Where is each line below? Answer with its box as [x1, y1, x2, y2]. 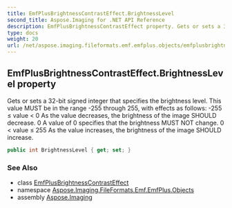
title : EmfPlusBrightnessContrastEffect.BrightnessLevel [7, 10, 175, 17]
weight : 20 [7, 36, 39, 43]
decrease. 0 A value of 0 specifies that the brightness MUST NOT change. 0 [7, 118, 224, 127]
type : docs [7, 29, 39, 37]
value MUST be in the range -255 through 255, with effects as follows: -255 [7, 104, 222, 112]
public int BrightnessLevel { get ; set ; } [7, 146, 131, 154]
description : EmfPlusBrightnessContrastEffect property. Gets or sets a [7, 23, 221, 30]
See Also [7, 163, 38, 172]
